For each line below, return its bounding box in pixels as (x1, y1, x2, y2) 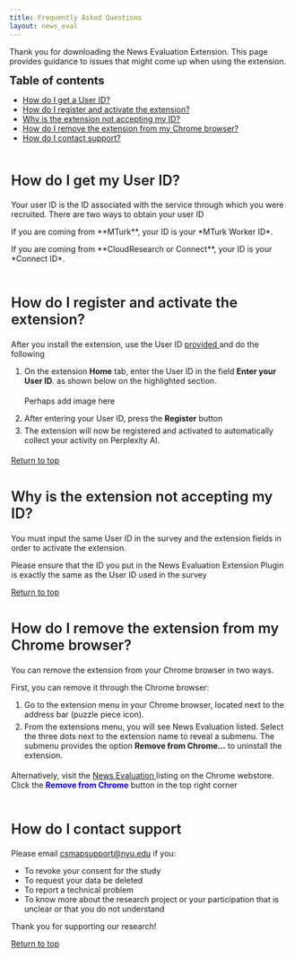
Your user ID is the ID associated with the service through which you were (11, 199, 284, 211)
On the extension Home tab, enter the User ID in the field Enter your (23, 366, 276, 377)
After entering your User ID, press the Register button (23, 414, 223, 423)
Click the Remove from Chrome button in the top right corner (11, 779, 238, 790)
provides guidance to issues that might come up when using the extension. (9, 56, 287, 66)
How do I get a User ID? (22, 94, 110, 105)
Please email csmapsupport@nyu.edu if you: (11, 849, 177, 859)
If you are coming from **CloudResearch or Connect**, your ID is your (11, 244, 273, 255)
